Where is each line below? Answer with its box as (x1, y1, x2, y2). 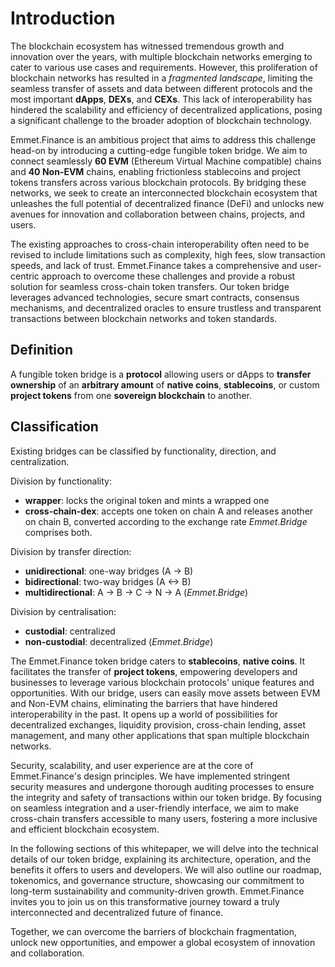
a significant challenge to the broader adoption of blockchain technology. (10, 114, 313, 126)
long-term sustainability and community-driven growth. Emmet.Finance (10, 885, 305, 897)
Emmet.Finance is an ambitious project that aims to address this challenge (10, 133, 317, 146)
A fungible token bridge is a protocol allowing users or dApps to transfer (10, 368, 312, 380)
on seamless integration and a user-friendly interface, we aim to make (10, 802, 299, 814)
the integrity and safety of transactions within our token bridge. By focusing (10, 791, 322, 803)
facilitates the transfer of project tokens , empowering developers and (10, 665, 298, 677)
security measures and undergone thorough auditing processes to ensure (10, 780, 315, 792)
